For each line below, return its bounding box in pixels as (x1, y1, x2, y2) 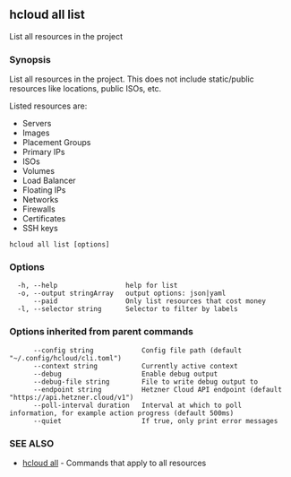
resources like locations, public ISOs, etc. (9, 83, 162, 94)
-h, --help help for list (17, 282, 178, 291)
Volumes (21, 166, 56, 177)
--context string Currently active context (32, 361, 239, 370)
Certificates (21, 213, 66, 224)
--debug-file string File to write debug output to (32, 377, 258, 386)
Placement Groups (21, 137, 91, 148)
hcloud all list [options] (9, 240, 110, 249)
